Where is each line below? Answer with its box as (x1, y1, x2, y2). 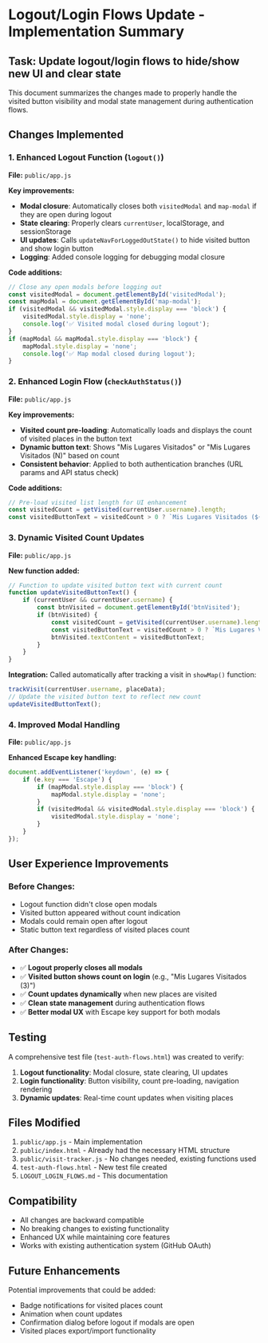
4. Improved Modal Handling (8, 719, 120, 730)
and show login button (19, 244, 94, 253)
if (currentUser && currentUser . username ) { (22, 596, 173, 604)
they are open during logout (19, 209, 112, 219)
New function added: (8, 565, 80, 576)
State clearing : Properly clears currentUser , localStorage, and (19, 218, 225, 228)
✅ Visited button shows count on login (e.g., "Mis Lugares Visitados (19, 972, 247, 981)
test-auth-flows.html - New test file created (19, 1163, 167, 1172)
